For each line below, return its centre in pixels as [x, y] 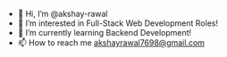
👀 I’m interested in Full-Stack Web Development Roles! [118, 23]
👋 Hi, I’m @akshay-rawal [63, 14]
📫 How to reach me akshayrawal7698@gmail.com [111, 43]
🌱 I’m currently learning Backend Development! [105, 33]
